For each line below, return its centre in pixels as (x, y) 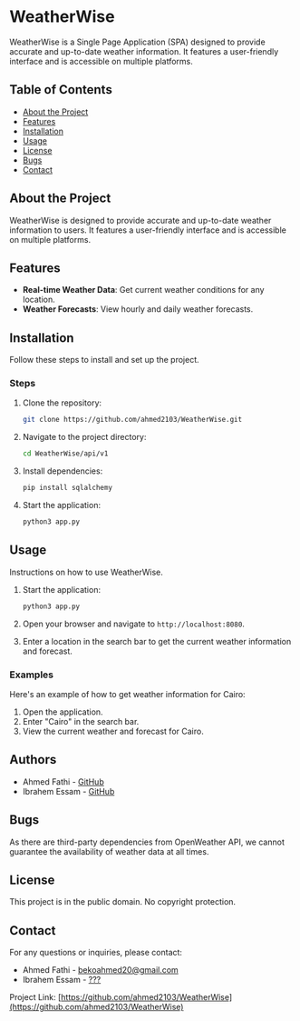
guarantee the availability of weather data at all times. (109, 851)
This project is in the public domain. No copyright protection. (123, 902)
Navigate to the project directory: (84, 437)
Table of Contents (61, 90)
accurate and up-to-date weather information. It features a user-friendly (144, 51)
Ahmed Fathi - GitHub (63, 781)
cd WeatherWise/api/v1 (65, 454)
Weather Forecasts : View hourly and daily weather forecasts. (138, 309)
